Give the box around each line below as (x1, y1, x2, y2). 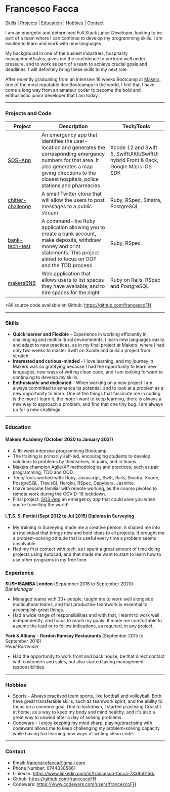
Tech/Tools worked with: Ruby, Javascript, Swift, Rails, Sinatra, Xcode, (12, 474, 160, 480)
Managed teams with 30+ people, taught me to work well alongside (12, 596, 153, 602)
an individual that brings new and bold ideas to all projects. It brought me (12, 530, 165, 536)
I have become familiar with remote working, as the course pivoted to (12, 485, 157, 492)
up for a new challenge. (12, 406, 62, 412)
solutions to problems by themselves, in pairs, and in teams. (12, 458, 138, 464)
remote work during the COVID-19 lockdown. (12, 491, 106, 497)
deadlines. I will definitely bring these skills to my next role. (5, 66, 128, 72)
